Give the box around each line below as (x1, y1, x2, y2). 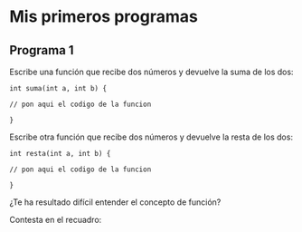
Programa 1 (9, 43, 74, 58)
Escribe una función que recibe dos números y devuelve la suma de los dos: (9, 66, 294, 77)
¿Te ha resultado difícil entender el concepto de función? (9, 197, 222, 208)
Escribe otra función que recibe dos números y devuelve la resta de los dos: (9, 131, 294, 142)
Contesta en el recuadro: (9, 215, 102, 225)
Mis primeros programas (9, 6, 199, 27)
